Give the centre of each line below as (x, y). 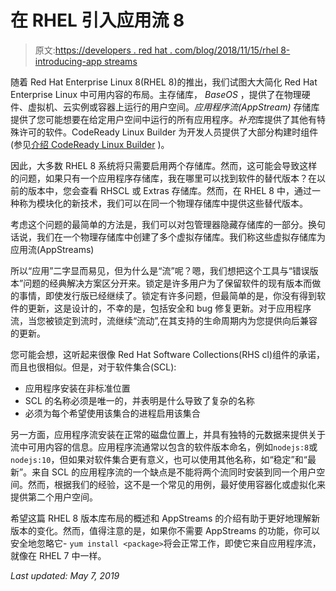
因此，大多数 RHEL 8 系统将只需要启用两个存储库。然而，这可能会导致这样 (164, 165)
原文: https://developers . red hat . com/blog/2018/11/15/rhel (156, 50)
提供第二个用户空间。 (54, 497)
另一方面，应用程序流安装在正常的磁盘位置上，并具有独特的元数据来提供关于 (168, 434)
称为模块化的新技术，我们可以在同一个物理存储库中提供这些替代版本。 (163, 203)
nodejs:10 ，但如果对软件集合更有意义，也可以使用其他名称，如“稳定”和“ (159, 459)
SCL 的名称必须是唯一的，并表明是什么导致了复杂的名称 (139, 400)
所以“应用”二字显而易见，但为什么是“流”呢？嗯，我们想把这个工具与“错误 (160, 270)
